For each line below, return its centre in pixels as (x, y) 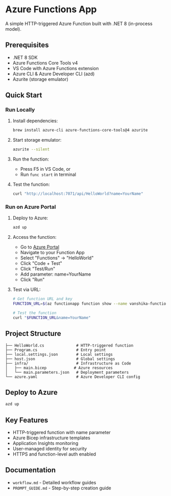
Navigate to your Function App (53, 253)
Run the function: (31, 159)
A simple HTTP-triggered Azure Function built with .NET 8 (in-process (79, 24)
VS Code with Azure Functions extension (56, 68)
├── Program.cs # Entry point (56, 350)
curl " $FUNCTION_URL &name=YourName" (52, 318)
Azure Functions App (51, 9)
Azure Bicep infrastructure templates (52, 438)
